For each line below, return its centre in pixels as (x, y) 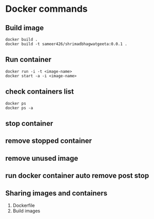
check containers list (40, 92)
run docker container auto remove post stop (77, 176)
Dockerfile (24, 205)
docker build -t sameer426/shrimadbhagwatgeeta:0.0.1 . (66, 44)
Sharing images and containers (56, 193)
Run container (28, 60)
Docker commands (46, 9)
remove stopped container (49, 141)
